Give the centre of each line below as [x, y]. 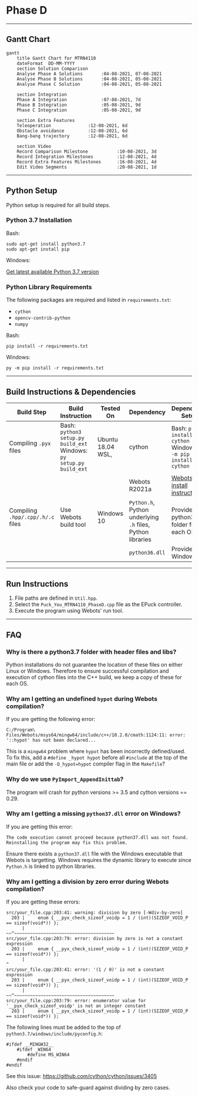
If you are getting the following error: [51, 719]
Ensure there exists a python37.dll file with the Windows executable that [94, 854]
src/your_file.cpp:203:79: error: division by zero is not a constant [95, 939]
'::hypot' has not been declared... [51, 741]
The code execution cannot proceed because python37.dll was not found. [97, 837]
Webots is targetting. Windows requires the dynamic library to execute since [99, 860]
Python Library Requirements [49, 287]
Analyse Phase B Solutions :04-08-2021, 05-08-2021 [89, 79]
